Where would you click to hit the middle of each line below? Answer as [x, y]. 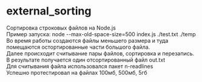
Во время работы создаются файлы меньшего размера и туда [87, 40]
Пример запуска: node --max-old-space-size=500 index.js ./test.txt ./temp [101, 34]
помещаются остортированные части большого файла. [78, 47]
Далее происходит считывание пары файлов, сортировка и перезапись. [100, 53]
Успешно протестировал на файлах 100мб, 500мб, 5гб [77, 72]
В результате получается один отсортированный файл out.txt [86, 60]
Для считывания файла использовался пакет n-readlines [80, 66]
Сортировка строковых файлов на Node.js [61, 28]
